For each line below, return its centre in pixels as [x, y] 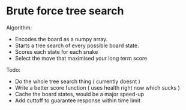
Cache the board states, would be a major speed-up [79, 94]
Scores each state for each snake [56, 51]
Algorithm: [19, 27]
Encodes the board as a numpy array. [61, 39]
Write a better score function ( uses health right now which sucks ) [97, 87]
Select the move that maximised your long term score [81, 58]
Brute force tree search [65, 11]
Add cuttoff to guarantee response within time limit [78, 100]
